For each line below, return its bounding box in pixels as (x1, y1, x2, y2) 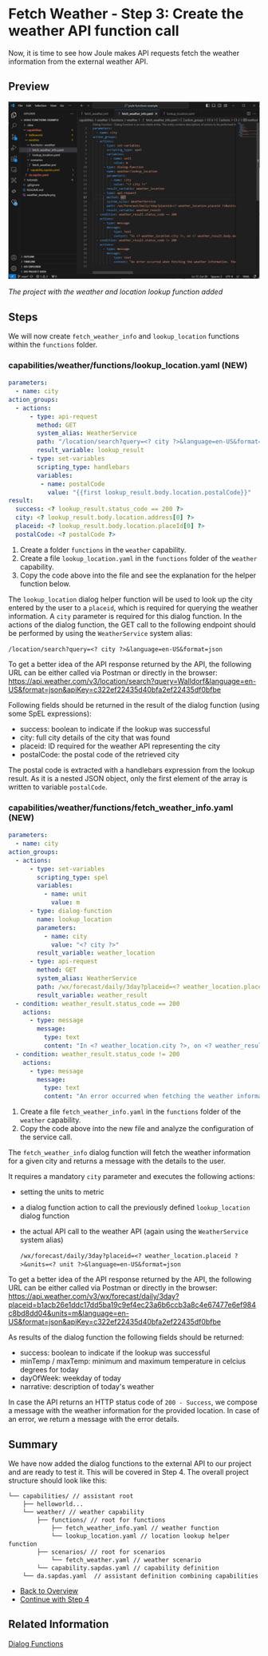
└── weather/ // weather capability (22, 1507, 145, 1516)
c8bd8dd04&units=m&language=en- (8, 1309, 129, 1318)
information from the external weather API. (8, 57, 149, 66)
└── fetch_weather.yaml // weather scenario (50, 1555, 202, 1564)
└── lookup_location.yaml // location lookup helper (50, 1531, 230, 1540)
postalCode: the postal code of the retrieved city (19, 749, 179, 759)
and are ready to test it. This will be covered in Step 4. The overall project (8, 1467, 249, 1476)
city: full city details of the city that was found (19, 733, 171, 742)
